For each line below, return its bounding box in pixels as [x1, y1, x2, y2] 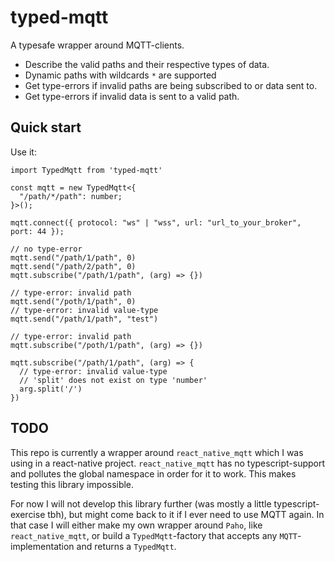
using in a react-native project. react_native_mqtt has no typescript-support [10, 457, 326, 469]
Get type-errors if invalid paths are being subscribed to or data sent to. [24, 79, 318, 91]
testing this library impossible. [10, 478, 135, 490]
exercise [10, 508, 46, 520]
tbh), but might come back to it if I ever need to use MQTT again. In [47, 508, 325, 520]
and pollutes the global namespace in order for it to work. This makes [10, 467, 297, 480]
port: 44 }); [10, 226, 65, 236]
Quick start [10, 119, 82, 136]
